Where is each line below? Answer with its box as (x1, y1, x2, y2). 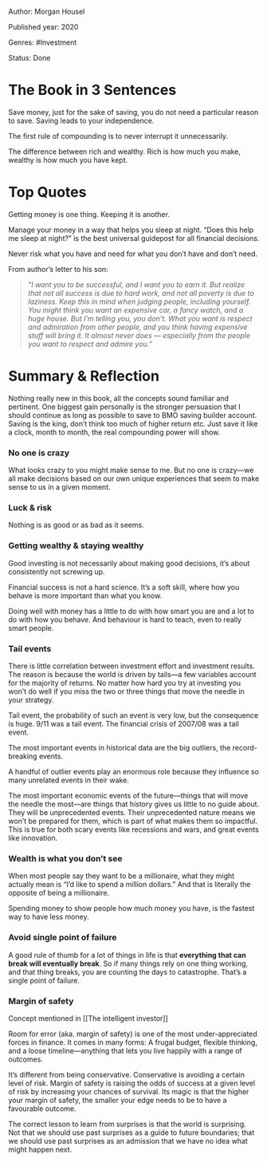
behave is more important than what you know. (8, 590, 163, 601)
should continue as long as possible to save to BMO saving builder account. (8, 410, 257, 420)
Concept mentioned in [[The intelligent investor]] (8, 1013, 169, 1023)
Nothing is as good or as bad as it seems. (8, 520, 145, 530)
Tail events (8, 643, 52, 654)
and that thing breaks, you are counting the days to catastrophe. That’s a (8, 967, 247, 976)
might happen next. (8, 1144, 73, 1154)
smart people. (8, 623, 54, 632)
